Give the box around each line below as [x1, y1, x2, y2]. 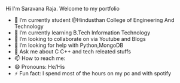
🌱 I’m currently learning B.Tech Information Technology [14, 29, 151, 36]
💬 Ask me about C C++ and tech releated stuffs [14, 48, 131, 55]
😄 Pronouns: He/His [14, 63, 65, 70]
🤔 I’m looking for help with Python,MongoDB [14, 41, 124, 49]
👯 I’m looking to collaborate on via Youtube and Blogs [14, 36, 146, 42]
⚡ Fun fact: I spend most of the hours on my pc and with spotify [14, 70, 172, 76]
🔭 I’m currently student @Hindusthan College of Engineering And [14, 17, 175, 23]
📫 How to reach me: [14, 55, 66, 62]
